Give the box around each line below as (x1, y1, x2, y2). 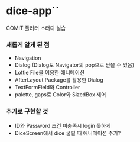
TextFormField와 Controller (14, 84, 80, 91)
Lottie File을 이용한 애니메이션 (14, 69, 84, 76)
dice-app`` (6, 4, 60, 18)
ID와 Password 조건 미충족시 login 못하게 (14, 122, 111, 129)
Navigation (14, 54, 41, 62)
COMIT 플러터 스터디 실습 (6, 24, 66, 31)
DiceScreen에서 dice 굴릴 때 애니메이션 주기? (14, 129, 121, 137)
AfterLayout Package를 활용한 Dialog (14, 76, 103, 83)
